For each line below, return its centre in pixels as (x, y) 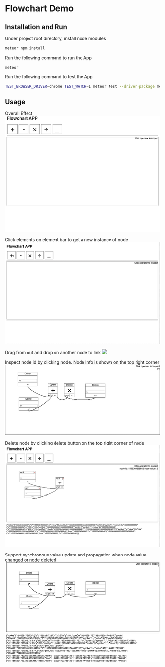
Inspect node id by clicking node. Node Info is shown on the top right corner (82, 362)
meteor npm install (25, 48)
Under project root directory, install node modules (55, 38)
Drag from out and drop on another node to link (53, 352)
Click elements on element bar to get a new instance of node (67, 239)
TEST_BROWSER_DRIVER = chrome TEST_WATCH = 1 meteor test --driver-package (80, 86)
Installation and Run (36, 27)
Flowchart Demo (39, 9)
